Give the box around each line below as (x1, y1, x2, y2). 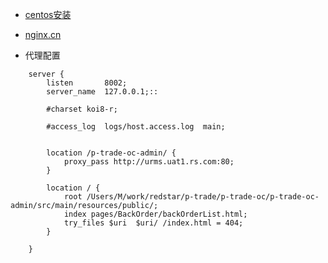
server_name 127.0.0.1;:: (46, 87, 159, 97)
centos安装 (24, 9, 72, 20)
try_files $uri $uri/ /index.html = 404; (63, 218, 244, 228)
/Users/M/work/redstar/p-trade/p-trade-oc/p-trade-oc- (86, 192, 320, 202)
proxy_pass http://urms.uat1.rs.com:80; (63, 157, 235, 167)
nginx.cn (24, 29, 62, 40)
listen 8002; (46, 78, 128, 88)
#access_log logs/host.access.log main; (46, 122, 226, 132)
